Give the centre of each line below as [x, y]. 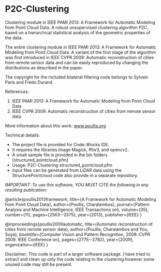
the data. [14, 38]
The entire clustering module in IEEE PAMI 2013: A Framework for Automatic [81, 47]
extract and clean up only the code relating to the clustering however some [80, 259]
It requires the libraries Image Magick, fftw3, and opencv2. [70, 150]
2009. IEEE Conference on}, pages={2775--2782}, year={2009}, [69, 239]
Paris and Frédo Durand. [29, 82]
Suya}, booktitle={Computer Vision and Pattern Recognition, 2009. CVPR [78, 234]
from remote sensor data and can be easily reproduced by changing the [77, 62]
